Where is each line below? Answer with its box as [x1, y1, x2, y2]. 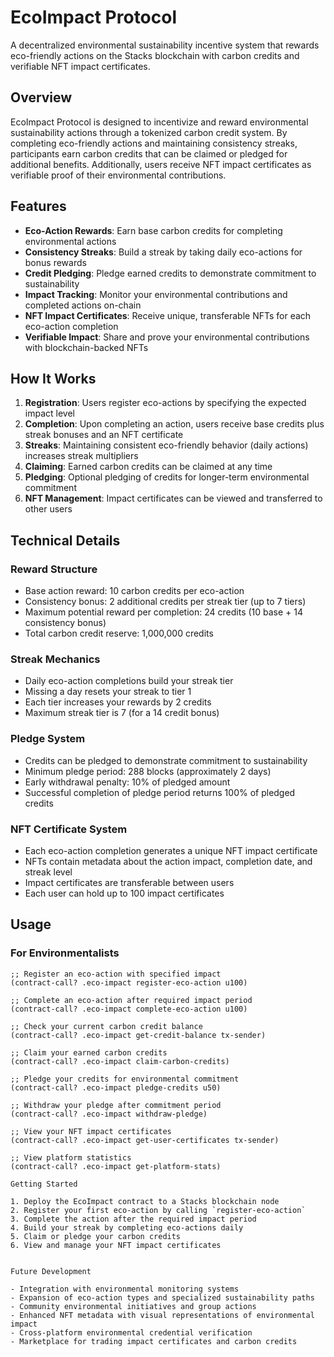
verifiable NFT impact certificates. [10, 60, 151, 72]
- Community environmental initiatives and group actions [10, 1301, 257, 1311]
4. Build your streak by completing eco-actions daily [10, 1222, 244, 1233]
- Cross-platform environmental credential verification [10, 1327, 253, 1338]
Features [10, 198, 67, 215]
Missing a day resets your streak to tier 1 [24, 686, 192, 698]
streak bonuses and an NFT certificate [24, 429, 184, 441]
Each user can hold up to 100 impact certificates [24, 887, 225, 899]
